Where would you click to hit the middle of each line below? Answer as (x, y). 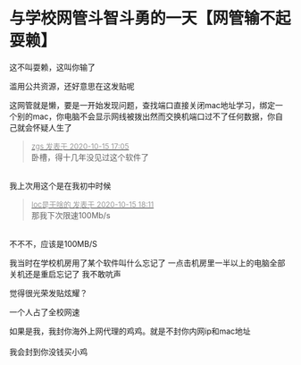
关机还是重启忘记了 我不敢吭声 (65, 274)
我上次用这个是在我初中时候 (60, 185)
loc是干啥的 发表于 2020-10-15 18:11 (92, 204)
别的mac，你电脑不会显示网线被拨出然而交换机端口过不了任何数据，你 (146, 116)
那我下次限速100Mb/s (71, 215)
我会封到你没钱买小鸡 (48, 352)
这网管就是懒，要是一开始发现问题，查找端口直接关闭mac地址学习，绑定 (142, 105)
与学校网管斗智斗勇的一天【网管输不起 (150, 18)
